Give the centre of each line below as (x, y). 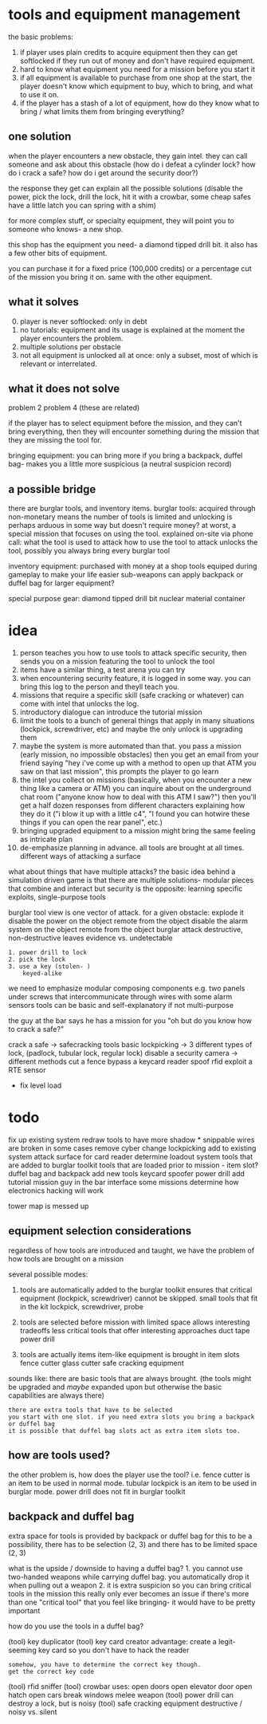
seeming (23, 1650)
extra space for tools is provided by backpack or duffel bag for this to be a (130, 1536)
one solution (40, 137)
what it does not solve (64, 388)
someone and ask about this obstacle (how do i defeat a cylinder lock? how (132, 164)
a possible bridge (52, 489)
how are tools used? (59, 1456)
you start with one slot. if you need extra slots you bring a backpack (132, 1417)
